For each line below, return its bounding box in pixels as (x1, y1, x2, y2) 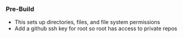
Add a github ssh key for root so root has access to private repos (14, 25, 178, 32)
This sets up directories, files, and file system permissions (14, 19, 161, 26)
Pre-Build (5, 5, 35, 13)
